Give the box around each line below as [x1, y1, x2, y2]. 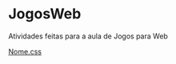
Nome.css [8, 46, 42, 56]
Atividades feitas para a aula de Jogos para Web [8, 31, 168, 41]
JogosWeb [8, 5, 82, 23]
